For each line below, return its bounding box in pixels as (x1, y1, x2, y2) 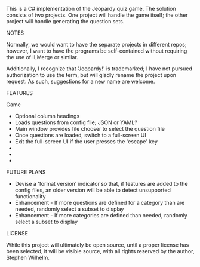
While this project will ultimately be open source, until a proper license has (6, 241, 189, 248)
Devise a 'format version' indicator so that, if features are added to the (14, 180, 188, 187)
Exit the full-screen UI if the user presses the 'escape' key (14, 138, 158, 145)
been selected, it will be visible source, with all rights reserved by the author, (6, 248, 195, 254)
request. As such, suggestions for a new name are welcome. (6, 78, 155, 85)
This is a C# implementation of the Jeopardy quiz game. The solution (6, 5, 176, 12)
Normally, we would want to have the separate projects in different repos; (6, 41, 187, 48)
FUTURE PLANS (6, 168, 46, 176)
